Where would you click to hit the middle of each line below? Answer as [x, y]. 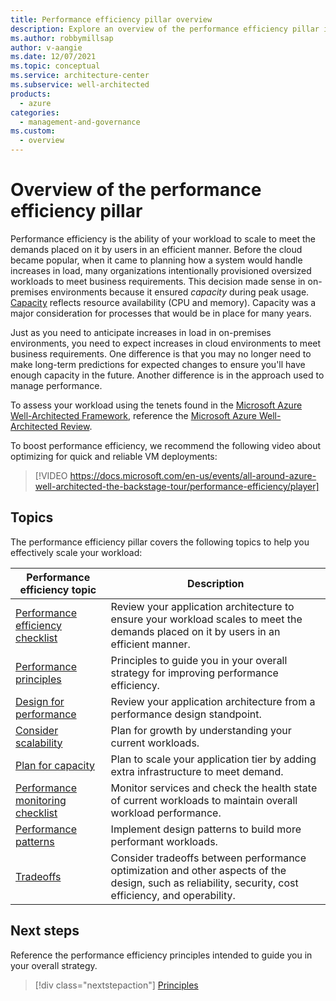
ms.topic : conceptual [55, 66]
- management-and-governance [80, 122]
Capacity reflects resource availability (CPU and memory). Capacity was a [163, 302]
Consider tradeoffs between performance [208, 858]
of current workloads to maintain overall [204, 800]
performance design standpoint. [186, 714]
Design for [40, 701]
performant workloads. [164, 841]
